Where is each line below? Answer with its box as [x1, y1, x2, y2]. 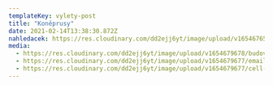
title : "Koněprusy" [8, 19, 75, 28]
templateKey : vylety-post [8, 11, 96, 20]
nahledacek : [8, 34, 49, 43]
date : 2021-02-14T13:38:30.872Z [8, 27, 118, 35]
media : [8, 42, 31, 50]
